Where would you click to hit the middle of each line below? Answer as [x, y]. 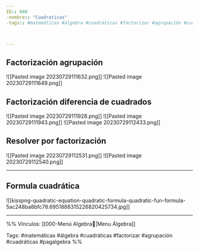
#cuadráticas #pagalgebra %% [44, 241]
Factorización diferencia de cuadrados [79, 102]
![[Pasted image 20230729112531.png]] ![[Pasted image [74, 155]
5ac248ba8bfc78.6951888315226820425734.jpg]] [68, 206]
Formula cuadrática [43, 186]
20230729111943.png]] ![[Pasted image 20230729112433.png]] [84, 122]
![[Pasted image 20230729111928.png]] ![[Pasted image [74, 116]
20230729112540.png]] [35, 162]
